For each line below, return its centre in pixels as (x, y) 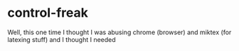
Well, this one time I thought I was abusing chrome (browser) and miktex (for (119, 32)
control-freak (48, 13)
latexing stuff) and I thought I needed (62, 39)
